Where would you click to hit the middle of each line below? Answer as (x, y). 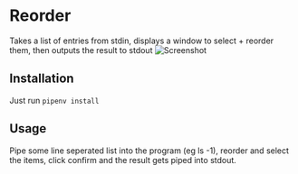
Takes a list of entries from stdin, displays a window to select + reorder (142, 41)
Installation (42, 79)
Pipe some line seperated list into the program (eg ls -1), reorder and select (149, 151)
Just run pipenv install (54, 100)
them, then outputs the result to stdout (81, 50)
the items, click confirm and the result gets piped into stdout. (123, 160)
